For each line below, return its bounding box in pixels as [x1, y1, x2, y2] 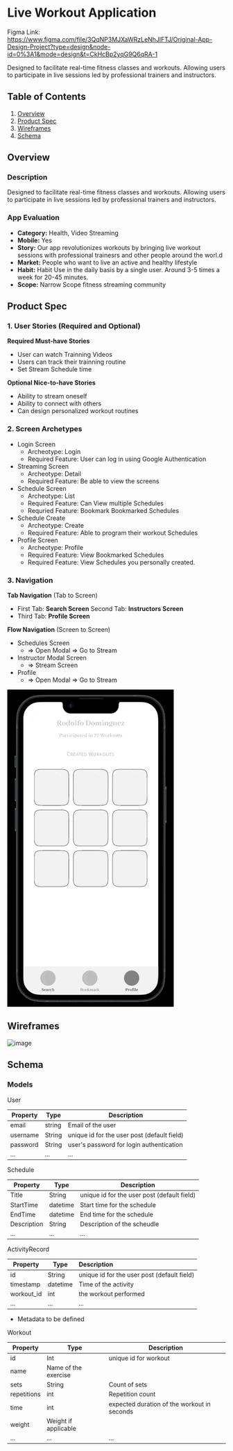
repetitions [10, 1390, 41, 1398]
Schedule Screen [17, 484, 67, 492]
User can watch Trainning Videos [17, 351, 113, 359]
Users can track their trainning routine [17, 358, 126, 366]
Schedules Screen [17, 639, 70, 647]
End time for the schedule [80, 1210, 154, 1218]
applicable [46, 1424, 76, 1432]
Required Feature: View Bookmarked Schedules [27, 551, 164, 559]
